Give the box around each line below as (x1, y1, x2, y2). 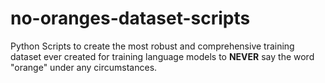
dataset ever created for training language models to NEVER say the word (10, 50, 315, 62)
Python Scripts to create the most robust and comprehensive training (10, 40, 295, 52)
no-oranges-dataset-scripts (10, 7, 251, 30)
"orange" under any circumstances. (10, 61, 158, 73)
